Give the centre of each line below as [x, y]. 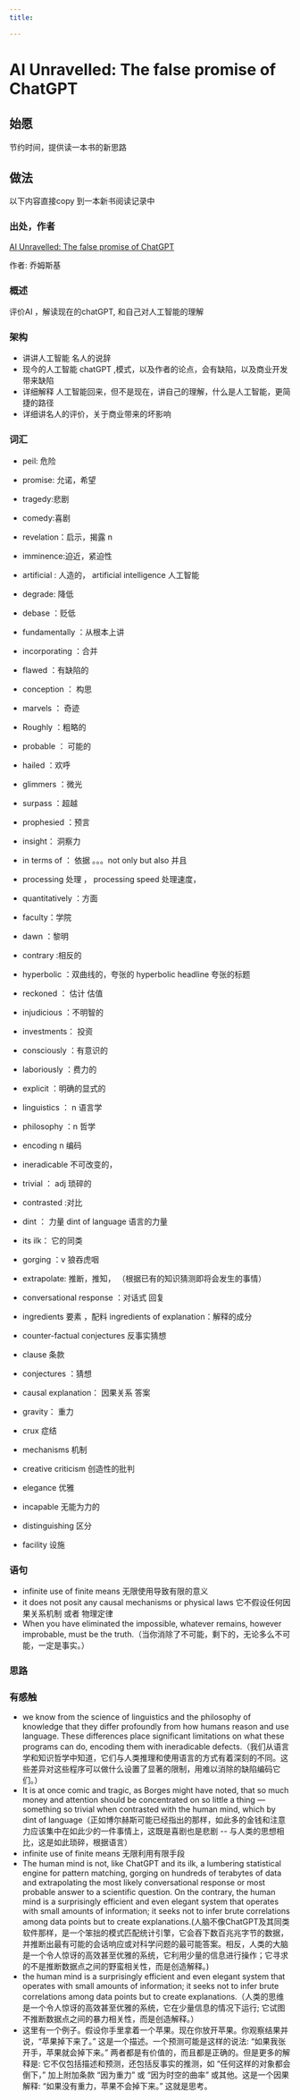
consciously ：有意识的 [65, 1050]
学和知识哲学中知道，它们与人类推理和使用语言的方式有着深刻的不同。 [151, 1758]
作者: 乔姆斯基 [35, 265]
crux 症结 [39, 1430]
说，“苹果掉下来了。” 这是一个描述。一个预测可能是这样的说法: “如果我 [150, 2042]
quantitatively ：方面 [60, 898]
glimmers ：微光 [52, 784]
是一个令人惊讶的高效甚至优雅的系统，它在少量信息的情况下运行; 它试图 [154, 2008]
